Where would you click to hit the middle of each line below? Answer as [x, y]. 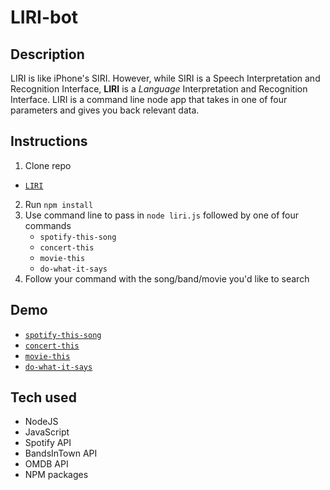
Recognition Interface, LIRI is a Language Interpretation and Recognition [159, 89]
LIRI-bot [44, 17]
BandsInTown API [61, 453]
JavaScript [47, 432]
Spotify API [48, 443]
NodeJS [41, 422]
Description [47, 54]
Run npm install [59, 204]
